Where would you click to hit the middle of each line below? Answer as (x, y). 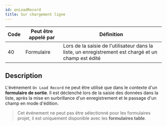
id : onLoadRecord (23, 10)
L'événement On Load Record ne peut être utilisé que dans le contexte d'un (81, 88)
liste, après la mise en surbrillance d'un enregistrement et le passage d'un (81, 98)
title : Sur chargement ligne (35, 14)
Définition (111, 34)
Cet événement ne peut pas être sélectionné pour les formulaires (84, 113)
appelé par (42, 37)
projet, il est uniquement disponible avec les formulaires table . (82, 118)
